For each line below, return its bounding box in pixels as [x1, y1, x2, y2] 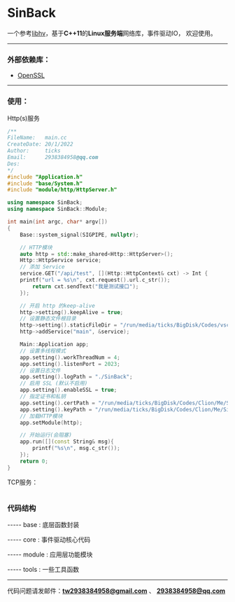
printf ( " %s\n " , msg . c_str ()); [32, 445, 120, 452]
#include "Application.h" [7, 173, 83, 180]
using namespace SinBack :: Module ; [7, 205, 108, 213]
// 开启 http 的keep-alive [20, 302, 96, 309]
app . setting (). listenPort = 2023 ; [20, 360, 120, 367]
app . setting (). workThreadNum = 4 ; [20, 354, 120, 361]
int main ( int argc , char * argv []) [7, 219, 108, 226]
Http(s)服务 [7, 114, 40, 122]
